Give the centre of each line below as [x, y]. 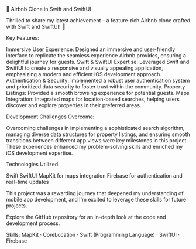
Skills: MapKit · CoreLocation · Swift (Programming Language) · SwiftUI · [93, 235]
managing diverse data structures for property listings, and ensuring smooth [98, 134]
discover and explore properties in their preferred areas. [74, 105]
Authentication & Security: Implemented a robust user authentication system [98, 80]
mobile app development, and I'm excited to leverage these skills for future [96, 199]
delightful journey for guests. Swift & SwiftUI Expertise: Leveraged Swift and [98, 62]
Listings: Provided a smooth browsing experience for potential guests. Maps [98, 93]
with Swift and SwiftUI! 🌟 [36, 27]
